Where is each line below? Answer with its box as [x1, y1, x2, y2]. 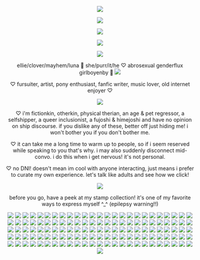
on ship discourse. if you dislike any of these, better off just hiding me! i [11, 123, 189, 129]
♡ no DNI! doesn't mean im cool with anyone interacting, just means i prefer [5, 165, 195, 172]
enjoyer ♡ [87, 87, 113, 94]
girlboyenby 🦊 [79, 69, 114, 76]
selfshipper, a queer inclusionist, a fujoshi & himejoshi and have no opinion [8, 116, 192, 123]
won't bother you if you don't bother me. [50, 129, 150, 136]
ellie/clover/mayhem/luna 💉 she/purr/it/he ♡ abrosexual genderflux [17, 62, 183, 69]
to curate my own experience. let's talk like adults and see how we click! [11, 171, 189, 178]
